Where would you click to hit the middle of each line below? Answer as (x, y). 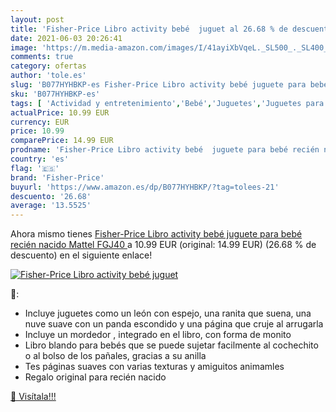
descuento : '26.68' (51, 196)
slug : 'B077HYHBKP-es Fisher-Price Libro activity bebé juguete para (158, 85)
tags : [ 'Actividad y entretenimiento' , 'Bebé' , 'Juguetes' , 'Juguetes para (167, 103)
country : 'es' (40, 159)
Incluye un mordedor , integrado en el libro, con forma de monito (158, 335)
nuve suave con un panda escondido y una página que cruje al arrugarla (174, 324)
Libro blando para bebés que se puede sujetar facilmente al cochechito (171, 345)
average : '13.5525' (51, 206)
